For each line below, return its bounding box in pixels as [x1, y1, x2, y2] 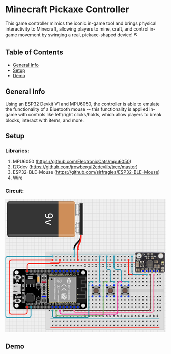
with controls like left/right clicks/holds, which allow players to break [18, 111, 162, 117]
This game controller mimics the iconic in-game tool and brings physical [5, 20, 157, 26]
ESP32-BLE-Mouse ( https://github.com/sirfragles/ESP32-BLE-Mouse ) [12, 169, 160, 175]
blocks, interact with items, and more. [5, 117, 84, 123]
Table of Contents [5, 48, 64, 57]
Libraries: [5, 146, 30, 154]
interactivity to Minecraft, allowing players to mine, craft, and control [5, 25, 149, 32]
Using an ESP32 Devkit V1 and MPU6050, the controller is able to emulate [5, 101, 160, 107]
